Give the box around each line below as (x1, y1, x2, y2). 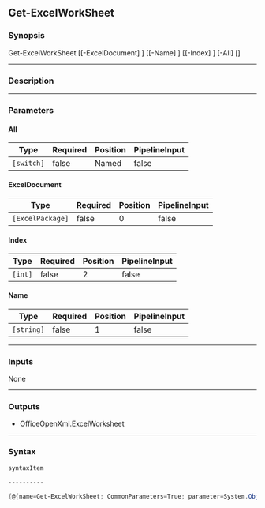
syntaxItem (8, 464, 44, 472)
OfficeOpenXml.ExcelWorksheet (19, 419, 125, 429)
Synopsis (8, 30, 45, 41)
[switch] (12, 159, 45, 168)
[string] (12, 325, 45, 334)
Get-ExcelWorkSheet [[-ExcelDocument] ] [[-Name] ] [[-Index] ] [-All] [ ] (8, 47, 241, 58)
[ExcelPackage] (12, 214, 69, 224)
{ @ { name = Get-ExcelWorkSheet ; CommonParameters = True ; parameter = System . (8, 493, 248, 501)
